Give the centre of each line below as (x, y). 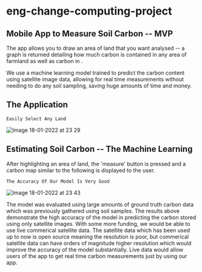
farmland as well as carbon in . (45, 61)
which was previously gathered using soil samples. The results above (93, 211)
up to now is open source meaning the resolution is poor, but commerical (98, 236)
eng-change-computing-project (89, 11)
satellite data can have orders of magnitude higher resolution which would (99, 243)
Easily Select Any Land (36, 119)
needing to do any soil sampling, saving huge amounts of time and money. (99, 86)
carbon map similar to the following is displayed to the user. (81, 170)
